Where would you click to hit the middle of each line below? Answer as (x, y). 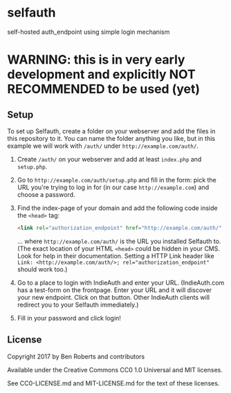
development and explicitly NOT (101, 75)
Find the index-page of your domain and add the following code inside (117, 208)
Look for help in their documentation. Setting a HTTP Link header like (115, 256)
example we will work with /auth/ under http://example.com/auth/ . (103, 146)
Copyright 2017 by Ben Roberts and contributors (76, 356)
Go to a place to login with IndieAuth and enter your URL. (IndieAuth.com (121, 282)
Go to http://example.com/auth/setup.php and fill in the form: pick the (117, 180)
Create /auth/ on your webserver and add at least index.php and (109, 159)
